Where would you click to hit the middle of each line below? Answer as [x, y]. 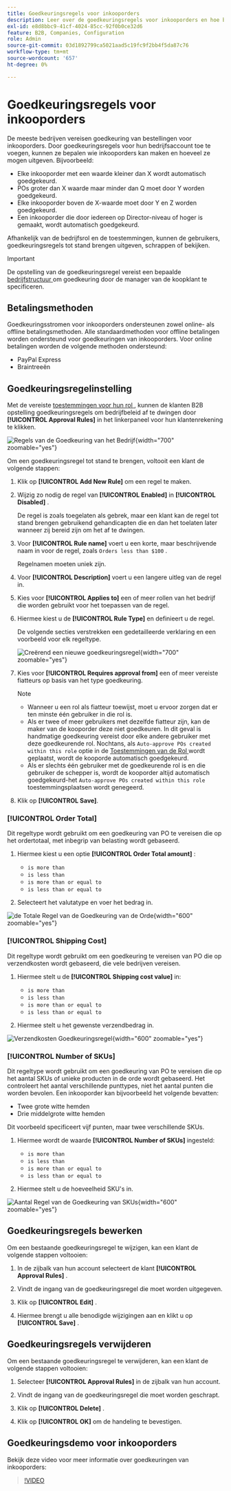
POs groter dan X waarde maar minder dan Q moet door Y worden [111, 188]
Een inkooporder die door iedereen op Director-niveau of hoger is [110, 217]
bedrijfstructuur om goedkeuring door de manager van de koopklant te [107, 279]
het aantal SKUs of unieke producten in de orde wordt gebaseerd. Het [106, 1079]
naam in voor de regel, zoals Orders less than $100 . [92, 551]
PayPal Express [39, 360]
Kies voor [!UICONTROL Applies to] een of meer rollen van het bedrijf [116, 598]
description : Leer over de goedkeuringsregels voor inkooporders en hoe [113, 20]
